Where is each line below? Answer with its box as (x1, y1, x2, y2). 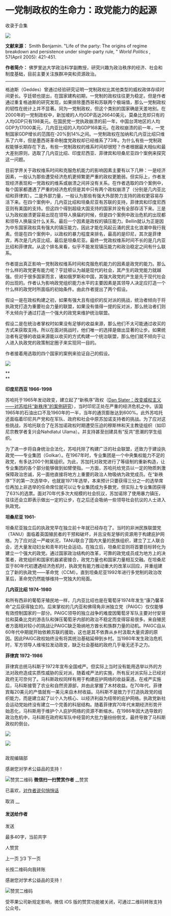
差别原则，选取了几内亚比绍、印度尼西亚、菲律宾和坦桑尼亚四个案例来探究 (9, 150, 166, 156)
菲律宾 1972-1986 (5, 652, 43, 659)
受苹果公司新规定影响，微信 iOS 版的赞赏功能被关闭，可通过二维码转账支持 (5, 899, 162, 905)
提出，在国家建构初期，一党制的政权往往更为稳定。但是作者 (40, 93, 166, 99)
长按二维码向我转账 (5, 866, 46, 873)
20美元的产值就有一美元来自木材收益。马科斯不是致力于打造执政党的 (14, 689, 158, 695)
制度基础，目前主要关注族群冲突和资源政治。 (5, 71, 99, 77)
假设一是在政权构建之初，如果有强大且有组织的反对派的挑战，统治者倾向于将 (5, 297, 166, 303)
